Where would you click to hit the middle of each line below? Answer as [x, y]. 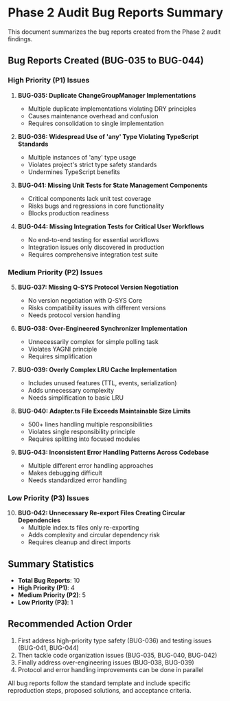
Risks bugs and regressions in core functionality [96, 206]
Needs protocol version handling [74, 315]
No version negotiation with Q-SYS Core [85, 300]
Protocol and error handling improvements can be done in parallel [111, 669]
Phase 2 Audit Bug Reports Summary [116, 13]
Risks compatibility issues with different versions [97, 308]
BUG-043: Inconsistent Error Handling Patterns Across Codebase [113, 452]
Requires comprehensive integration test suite [93, 254]
